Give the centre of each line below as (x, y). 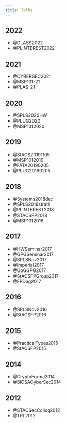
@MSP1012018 (28, 220)
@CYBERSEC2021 (31, 76)
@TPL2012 (24, 415)
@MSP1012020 (28, 126)
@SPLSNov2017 (29, 259)
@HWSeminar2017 (32, 249)
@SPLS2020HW (30, 115)
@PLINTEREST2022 (34, 48)
